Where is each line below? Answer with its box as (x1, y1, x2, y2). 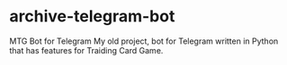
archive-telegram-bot (9, 6, 175, 27)
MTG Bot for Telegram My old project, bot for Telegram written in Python (9, 36, 279, 46)
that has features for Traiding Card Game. (9, 45, 164, 55)
